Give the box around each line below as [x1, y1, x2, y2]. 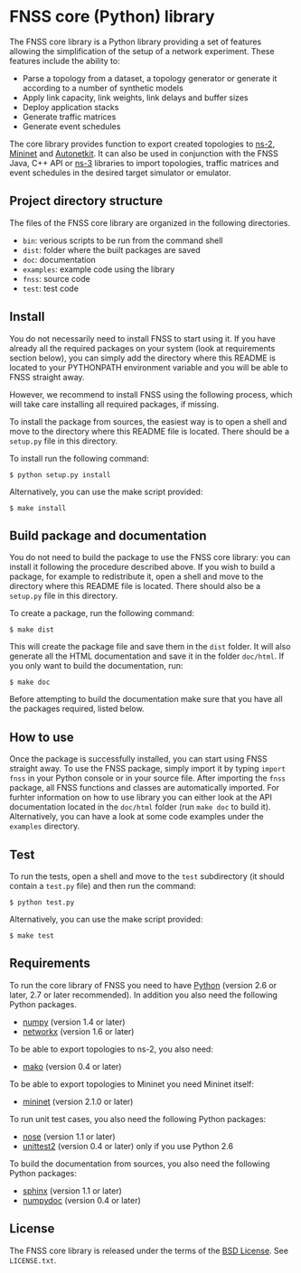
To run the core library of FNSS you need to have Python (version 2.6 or [9, 979, 277, 990]
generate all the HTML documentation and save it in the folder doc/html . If [9, 651, 285, 661]
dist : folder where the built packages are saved [22, 244, 201, 255]
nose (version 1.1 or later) [22, 1131, 116, 1142]
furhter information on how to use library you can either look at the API [9, 792, 273, 803]
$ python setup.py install [9, 470, 111, 480]
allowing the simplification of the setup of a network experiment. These [9, 45, 275, 56]
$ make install [9, 503, 67, 512]
